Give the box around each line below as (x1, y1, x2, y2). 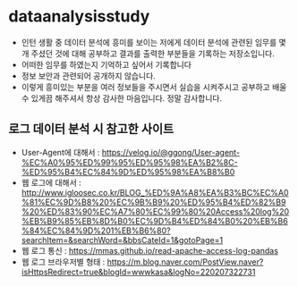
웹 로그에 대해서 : (21, 177, 81, 188)
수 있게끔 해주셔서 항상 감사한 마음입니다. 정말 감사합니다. (21, 92, 223, 104)
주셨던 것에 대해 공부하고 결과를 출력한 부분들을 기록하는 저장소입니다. (30, 47, 275, 59)
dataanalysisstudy (8, 6, 150, 27)
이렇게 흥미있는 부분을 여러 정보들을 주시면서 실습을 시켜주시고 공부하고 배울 (21, 81, 287, 92)
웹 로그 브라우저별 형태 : (21, 257, 106, 267)
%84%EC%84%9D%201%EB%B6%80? (21, 225, 171, 236)
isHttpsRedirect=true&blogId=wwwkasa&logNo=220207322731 (21, 266, 256, 277)
